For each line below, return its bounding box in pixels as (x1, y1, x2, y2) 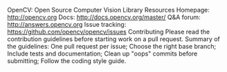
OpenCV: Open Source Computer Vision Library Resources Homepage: (7, 6, 210, 14)
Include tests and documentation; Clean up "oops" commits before (7, 49, 198, 58)
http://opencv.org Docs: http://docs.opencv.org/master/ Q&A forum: (7, 13, 201, 21)
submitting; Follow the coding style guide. (7, 57, 127, 64)
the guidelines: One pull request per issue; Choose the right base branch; (7, 43, 217, 50)
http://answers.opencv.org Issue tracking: (7, 21, 127, 28)
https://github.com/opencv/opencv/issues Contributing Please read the (7, 27, 210, 36)
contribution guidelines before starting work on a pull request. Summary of (7, 35, 220, 43)
